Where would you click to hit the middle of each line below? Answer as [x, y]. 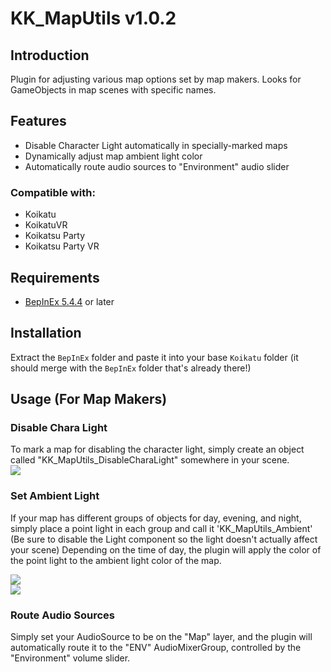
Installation [46, 333]
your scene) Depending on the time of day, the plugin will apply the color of [166, 549]
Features [38, 121]
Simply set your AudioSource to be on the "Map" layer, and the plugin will [161, 637]
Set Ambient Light [55, 496]
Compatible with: [53, 192]
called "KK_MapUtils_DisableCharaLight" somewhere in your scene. [150, 460]
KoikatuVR [46, 225]
